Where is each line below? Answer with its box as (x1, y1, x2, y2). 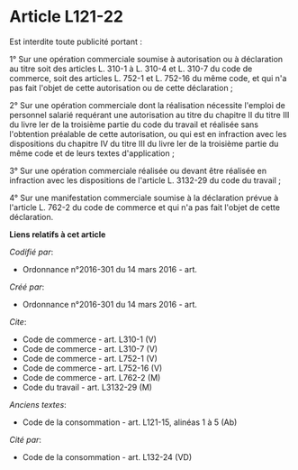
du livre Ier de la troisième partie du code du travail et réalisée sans (9, 119, 259, 130)
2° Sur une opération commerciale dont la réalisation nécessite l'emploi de (9, 99, 285, 110)
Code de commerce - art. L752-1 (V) (22, 353, 158, 364)
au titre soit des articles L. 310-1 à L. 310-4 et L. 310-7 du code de (9, 63, 253, 74)
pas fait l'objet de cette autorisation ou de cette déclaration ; (9, 82, 234, 93)
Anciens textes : (9, 399, 68, 410)
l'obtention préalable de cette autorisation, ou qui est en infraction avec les (9, 128, 287, 139)
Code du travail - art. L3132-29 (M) (22, 382, 153, 392)
